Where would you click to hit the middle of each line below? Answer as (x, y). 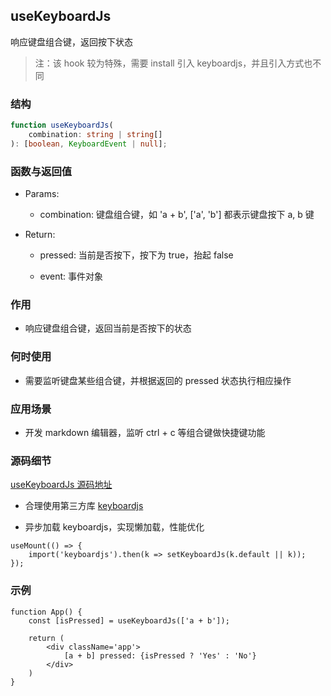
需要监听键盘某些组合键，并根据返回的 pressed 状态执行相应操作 (158, 380)
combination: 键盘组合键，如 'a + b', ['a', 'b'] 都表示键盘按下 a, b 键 (177, 215)
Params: (42, 194)
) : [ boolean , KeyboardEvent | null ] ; (89, 144)
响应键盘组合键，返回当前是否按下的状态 (108, 328)
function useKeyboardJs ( (62, 125)
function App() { (46, 612)
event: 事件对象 (71, 276)
